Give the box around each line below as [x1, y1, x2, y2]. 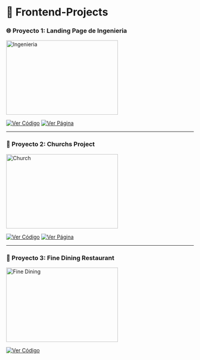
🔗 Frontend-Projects [6, 5, 108, 19]
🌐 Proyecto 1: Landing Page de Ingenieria [6, 27, 127, 35]
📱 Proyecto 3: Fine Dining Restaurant [6, 253, 115, 262]
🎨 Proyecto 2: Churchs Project [6, 140, 95, 148]
